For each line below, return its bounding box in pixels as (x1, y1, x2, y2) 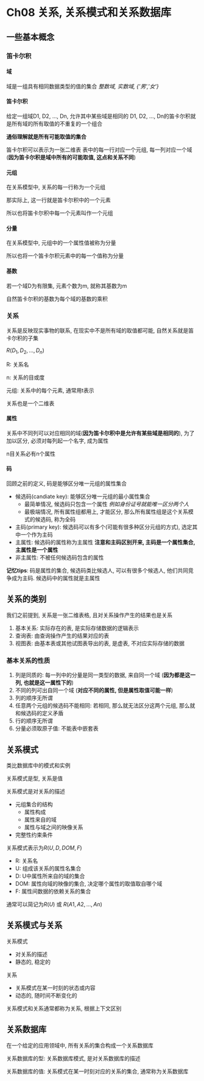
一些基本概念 (6, 32, 55, 42)
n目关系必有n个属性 (6, 450, 56, 457)
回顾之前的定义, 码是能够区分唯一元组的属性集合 (6, 480, 127, 487)
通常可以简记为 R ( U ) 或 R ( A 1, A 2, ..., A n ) (6, 900, 102, 908)
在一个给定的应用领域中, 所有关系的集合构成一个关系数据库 (6, 1041, 153, 1049)
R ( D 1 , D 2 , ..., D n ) (6, 346, 44, 355)
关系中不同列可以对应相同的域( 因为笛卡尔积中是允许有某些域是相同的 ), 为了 (6, 429, 195, 436)
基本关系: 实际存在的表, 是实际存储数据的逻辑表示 (15, 624, 139, 632)
